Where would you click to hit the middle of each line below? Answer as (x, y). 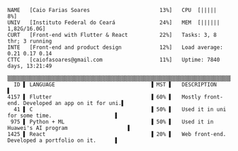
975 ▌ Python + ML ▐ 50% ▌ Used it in (112, 122)
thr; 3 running (30, 41)
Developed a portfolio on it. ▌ (63, 140)
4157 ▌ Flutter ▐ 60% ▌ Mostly (104, 97)
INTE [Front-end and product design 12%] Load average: (115, 47)
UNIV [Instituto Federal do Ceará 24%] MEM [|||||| (114, 23)
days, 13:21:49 (30, 66)
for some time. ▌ (63, 116)
